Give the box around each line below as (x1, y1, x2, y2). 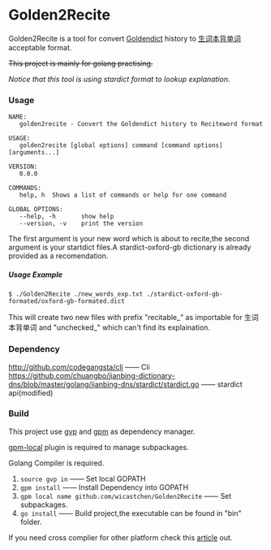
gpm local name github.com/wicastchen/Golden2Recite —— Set (19, 491, 232, 500)
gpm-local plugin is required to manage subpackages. (8, 442, 189, 452)
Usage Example (8, 270, 63, 279)
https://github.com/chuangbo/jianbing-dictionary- (8, 370, 176, 380)
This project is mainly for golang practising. (8, 58, 153, 68)
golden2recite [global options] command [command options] (19, 141, 223, 149)
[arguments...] (8, 149, 60, 157)
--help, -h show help (19, 213, 114, 221)
